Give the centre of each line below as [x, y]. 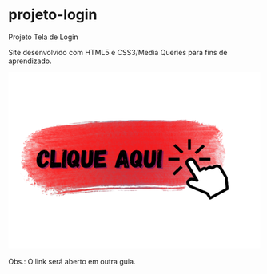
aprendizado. [30, 61]
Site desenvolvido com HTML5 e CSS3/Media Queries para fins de [118, 52]
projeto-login [53, 15]
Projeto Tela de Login [43, 37]
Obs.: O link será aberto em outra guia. [72, 262]
